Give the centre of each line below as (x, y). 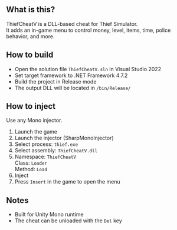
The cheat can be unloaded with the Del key (68, 221)
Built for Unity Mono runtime (49, 215)
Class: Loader (31, 163)
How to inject (31, 106)
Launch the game (36, 132)
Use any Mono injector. (34, 121)
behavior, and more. (30, 36)
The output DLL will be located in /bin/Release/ (73, 88)
